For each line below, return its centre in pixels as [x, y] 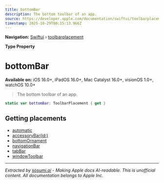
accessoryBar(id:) [30, 135]
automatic [22, 130]
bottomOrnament [30, 141]
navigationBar [26, 146]
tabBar [19, 151]
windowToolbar [28, 156]
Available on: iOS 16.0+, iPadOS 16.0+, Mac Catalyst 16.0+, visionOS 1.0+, [79, 80]
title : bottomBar [23, 10]
